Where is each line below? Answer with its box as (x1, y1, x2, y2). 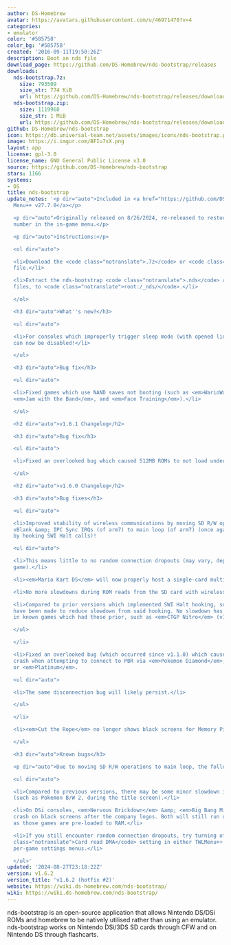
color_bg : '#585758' (7, 42, 67, 49)
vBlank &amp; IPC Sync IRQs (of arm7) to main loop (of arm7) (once (13, 526, 214, 533)
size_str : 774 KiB (19, 87, 72, 94)
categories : (7, 23, 41, 30)
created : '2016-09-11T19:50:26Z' (7, 49, 103, 56)
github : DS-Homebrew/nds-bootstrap (7, 125, 109, 132)
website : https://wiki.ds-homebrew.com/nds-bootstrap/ (7, 883, 168, 890)
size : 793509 (19, 81, 57, 87)
